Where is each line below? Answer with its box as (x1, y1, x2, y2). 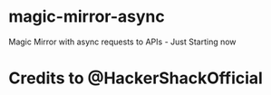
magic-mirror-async (8, 6, 165, 27)
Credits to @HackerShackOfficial (8, 68, 264, 89)
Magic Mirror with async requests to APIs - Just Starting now (8, 36, 237, 47)
